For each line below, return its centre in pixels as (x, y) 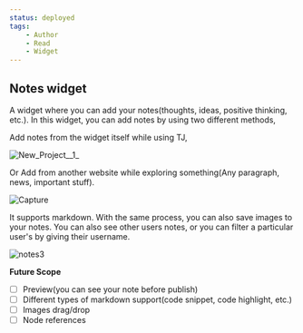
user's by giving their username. (70, 236)
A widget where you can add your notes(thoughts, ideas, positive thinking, (148, 110)
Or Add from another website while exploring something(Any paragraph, (144, 172)
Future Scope (35, 271)
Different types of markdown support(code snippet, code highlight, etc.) (157, 299)
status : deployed (42, 18)
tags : (20, 26)
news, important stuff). (52, 181)
